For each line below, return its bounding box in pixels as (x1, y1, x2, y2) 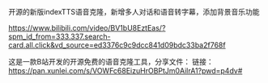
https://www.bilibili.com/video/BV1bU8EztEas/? (8, 23, 166, 32)
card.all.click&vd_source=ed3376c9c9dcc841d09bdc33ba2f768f (8, 40, 226, 50)
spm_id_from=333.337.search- (8, 31, 111, 41)
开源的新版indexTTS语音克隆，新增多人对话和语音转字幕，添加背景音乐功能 (8, 7, 260, 16)
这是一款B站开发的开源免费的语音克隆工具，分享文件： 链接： (8, 57, 215, 66)
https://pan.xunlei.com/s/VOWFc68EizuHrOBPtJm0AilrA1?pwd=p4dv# (8, 66, 243, 75)
